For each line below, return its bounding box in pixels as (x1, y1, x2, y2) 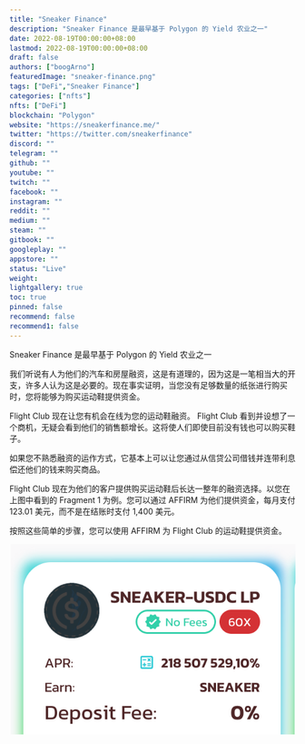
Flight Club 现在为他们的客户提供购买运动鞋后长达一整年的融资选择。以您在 (9, 483, 290, 494)
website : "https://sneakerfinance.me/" (9, 120, 161, 129)
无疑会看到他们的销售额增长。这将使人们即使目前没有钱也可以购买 (40, 421, 288, 432)
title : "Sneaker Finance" (9, 15, 107, 24)
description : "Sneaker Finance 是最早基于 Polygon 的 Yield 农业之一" (9, 24, 269, 34)
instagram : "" (9, 196, 64, 206)
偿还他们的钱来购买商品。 (9, 464, 105, 475)
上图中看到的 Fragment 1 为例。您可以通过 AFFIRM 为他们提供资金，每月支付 (9, 494, 296, 505)
